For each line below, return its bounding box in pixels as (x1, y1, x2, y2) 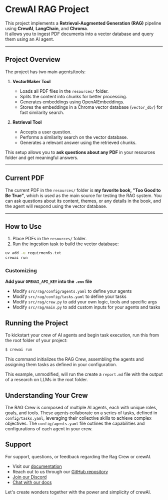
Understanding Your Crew (5, 391, 88, 400)
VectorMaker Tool (12, 78, 51, 84)
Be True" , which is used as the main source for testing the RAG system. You (5, 192, 162, 199)
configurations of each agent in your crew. (5, 425, 92, 432)
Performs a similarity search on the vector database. (19, 134, 128, 140)
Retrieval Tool (12, 119, 42, 125)
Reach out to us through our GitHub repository (12, 468, 108, 474)
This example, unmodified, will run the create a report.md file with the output (5, 371, 163, 377)
